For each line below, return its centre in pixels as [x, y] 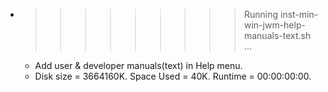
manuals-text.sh [277, 35]
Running [261, 14]
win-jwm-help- [274, 25]
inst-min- [299, 14]
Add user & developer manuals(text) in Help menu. [138, 65]
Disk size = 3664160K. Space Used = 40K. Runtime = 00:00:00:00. [173, 76]
